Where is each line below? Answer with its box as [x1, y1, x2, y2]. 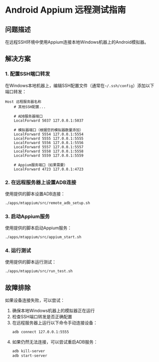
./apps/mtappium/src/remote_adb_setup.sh [5, 200, 90, 205]
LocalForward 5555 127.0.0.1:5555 [14, 136, 84, 141]
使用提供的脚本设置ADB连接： [5, 191, 65, 197]
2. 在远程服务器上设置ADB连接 [5, 179, 76, 185]
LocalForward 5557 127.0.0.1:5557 [14, 145, 84, 149]
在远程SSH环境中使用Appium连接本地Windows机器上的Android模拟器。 [5, 39, 149, 45]
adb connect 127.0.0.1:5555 [12, 329, 69, 335]
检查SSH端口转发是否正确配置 [12, 314, 72, 320]
